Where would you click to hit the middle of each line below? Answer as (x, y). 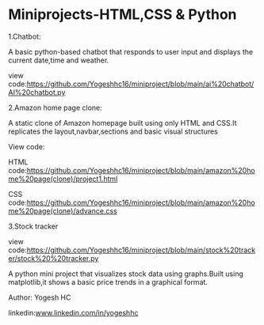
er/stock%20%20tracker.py (54, 258)
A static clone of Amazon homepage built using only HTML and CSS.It (122, 123)
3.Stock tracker (33, 226)
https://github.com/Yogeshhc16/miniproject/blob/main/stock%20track (141, 250)
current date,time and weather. (59, 60)
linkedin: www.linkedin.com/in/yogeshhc (73, 312)
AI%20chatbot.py (37, 92)
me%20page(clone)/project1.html (63, 179)
